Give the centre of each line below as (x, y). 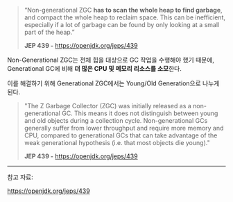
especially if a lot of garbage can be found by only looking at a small (122, 25)
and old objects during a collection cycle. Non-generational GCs (116, 120)
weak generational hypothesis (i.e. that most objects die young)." (117, 143)
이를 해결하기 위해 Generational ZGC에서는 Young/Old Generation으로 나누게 (113, 83)
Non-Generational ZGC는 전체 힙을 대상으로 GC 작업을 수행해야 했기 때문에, (111, 60)
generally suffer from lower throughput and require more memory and (124, 128)
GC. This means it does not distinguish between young (140, 113)
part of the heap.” (49, 32)
